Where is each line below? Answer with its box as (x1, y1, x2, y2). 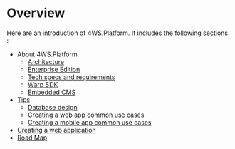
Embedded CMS (27, 88, 76, 96)
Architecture (27, 57, 65, 66)
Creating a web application (16, 125, 97, 134)
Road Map (16, 133, 48, 142)
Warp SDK (27, 80, 58, 88)
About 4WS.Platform (16, 50, 78, 58)
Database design (27, 103, 78, 111)
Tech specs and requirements (27, 73, 115, 81)
